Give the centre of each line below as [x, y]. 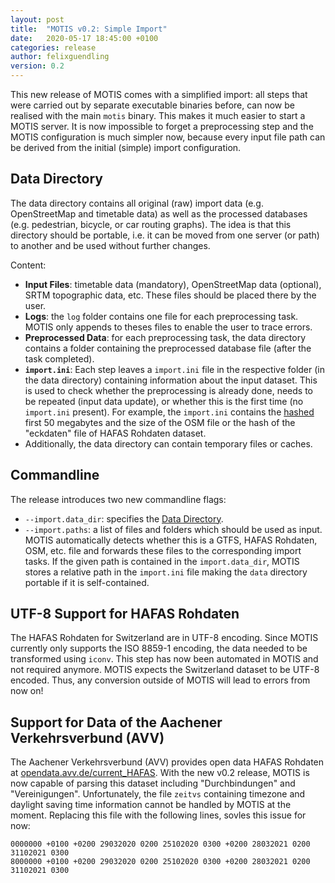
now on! [27, 691]
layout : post [37, 19]
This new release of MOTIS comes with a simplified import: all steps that [159, 94]
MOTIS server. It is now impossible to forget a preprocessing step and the [162, 126]
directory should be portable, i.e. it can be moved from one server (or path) [165, 235]
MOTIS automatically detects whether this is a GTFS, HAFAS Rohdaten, [171, 540]
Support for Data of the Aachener [116, 722]
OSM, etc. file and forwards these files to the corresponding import [163, 550]
